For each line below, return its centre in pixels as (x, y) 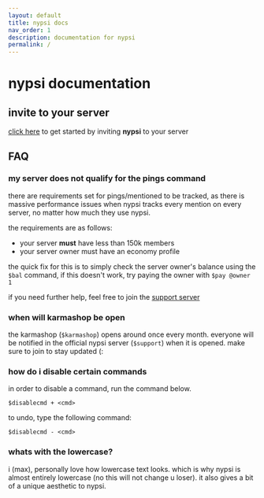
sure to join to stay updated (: (56, 352)
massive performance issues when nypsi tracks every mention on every (125, 204)
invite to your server (59, 112)
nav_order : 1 (30, 30)
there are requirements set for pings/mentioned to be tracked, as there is (126, 196)
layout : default (35, 15)
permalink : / (30, 45)
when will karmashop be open (67, 317)
